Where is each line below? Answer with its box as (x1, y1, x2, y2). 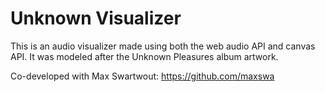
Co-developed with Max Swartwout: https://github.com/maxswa (10, 70, 275, 82)
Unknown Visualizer (10, 7, 182, 30)
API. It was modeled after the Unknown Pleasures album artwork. (10, 50, 279, 62)
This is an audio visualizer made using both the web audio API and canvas (10, 40, 316, 52)
